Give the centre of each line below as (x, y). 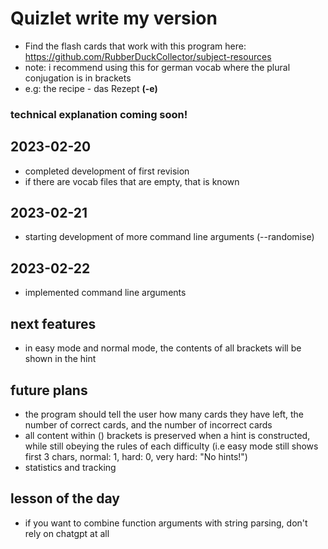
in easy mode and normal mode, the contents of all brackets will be (163, 348)
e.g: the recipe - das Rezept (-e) (91, 88)
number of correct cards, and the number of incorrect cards (148, 424)
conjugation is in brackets (78, 78)
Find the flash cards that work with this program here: (135, 46)
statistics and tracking (70, 467)
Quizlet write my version (114, 18)
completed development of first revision (107, 171)
